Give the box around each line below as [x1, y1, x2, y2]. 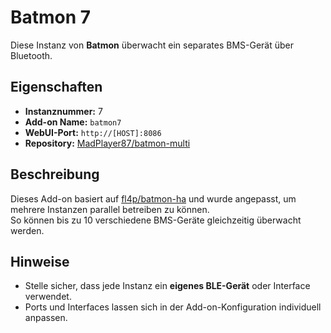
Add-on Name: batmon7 [24, 116, 122, 128]
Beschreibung [10, 166, 100, 183]
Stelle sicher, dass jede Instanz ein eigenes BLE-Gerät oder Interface [24, 280, 311, 292]
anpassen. [24, 312, 68, 324]
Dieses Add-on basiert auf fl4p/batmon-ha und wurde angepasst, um [10, 192, 297, 205]
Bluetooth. [10, 49, 53, 61]
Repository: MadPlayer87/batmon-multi [24, 137, 191, 149]
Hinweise [10, 253, 70, 270]
